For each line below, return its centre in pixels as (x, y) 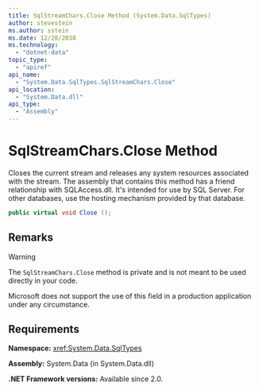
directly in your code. (43, 280)
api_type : (25, 104)
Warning (22, 257)
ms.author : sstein (39, 30)
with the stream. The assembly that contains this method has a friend (122, 181)
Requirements (44, 329)
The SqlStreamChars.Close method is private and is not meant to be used (127, 272)
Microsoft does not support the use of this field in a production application (130, 295)
